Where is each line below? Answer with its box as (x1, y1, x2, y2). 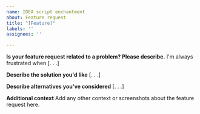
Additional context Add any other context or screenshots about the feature (6, 95, 195, 102)
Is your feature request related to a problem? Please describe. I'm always (6, 53, 193, 60)
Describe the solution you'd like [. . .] (6, 71, 101, 78)
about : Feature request (6, 14, 67, 21)
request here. (6, 101, 40, 109)
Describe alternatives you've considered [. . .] (6, 83, 124, 90)
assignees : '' (6, 31, 42, 37)
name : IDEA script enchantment (6, 8, 85, 15)
